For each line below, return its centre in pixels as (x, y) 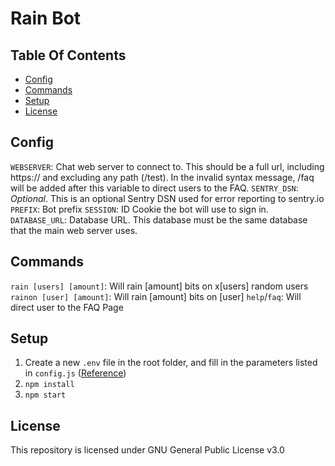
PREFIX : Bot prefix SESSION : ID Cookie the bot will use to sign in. (139, 209)
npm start (45, 395)
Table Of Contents (68, 55)
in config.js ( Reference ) (75, 373)
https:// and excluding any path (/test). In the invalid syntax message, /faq (162, 177)
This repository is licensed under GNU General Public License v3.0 (147, 450)
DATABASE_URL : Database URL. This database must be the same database (159, 219)
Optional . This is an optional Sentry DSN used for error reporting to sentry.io (167, 198)
